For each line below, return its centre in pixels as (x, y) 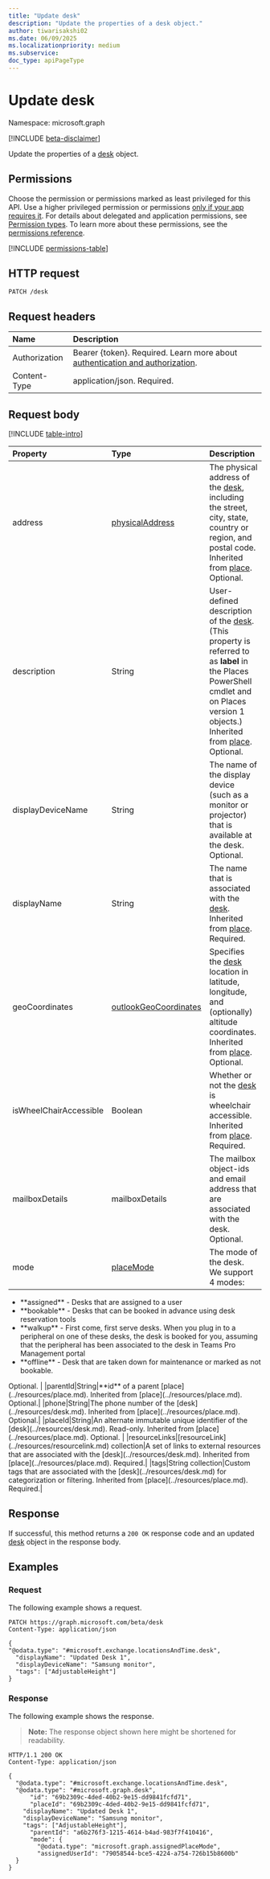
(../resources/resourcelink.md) (59, 1446)
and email (227, 1179)
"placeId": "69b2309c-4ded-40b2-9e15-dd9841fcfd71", (120, 1804)
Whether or (230, 1076)
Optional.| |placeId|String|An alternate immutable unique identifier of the (128, 1421)
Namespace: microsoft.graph (57, 122)
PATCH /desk (28, 292)
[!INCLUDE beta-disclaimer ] (54, 138)
